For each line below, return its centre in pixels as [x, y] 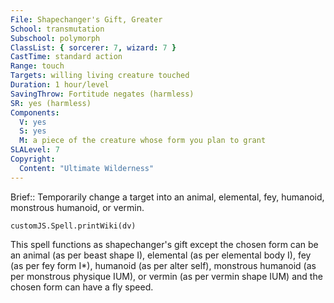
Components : [35, 112]
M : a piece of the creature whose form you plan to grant [143, 141]
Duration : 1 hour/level [60, 85]
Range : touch [37, 66]
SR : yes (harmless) [51, 103]
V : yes [33, 122]
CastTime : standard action [66, 57]
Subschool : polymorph [55, 38]
